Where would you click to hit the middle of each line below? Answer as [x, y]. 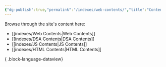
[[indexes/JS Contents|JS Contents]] [49, 44]
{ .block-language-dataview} [34, 59]
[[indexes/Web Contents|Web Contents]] [53, 33]
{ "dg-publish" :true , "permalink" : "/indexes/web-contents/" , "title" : [76, 10]
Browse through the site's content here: [45, 24]
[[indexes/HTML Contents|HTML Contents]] [56, 49]
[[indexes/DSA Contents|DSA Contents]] [53, 39]
